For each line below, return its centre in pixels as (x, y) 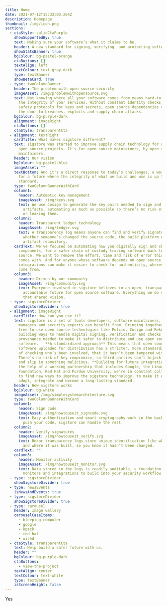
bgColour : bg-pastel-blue (41, 163)
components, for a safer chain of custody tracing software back (87, 251)
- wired (26, 538)
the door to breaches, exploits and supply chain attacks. (81, 112)
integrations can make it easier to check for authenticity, (83, 265)
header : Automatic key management (54, 195)
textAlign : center (33, 571)
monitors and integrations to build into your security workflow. (93, 474)
